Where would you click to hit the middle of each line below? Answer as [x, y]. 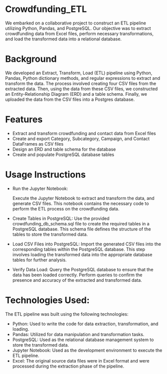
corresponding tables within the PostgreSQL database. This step [79, 249]
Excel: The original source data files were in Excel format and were [81, 361]
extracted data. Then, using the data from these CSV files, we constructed [82, 89]
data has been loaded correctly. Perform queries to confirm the [78, 275]
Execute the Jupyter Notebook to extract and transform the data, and [83, 198]
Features [24, 119]
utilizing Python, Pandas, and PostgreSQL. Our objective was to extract [78, 28]
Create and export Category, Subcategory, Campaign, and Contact [81, 139]
